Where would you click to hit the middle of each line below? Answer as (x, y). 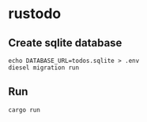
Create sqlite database (65, 43)
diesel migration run (44, 68)
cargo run (24, 110)
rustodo (35, 14)
